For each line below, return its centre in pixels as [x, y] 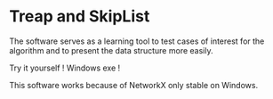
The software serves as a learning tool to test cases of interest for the [137, 41]
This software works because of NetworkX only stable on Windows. [134, 85]
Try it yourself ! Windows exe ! [65, 68]
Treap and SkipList [80, 16]
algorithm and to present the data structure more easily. [111, 50]
